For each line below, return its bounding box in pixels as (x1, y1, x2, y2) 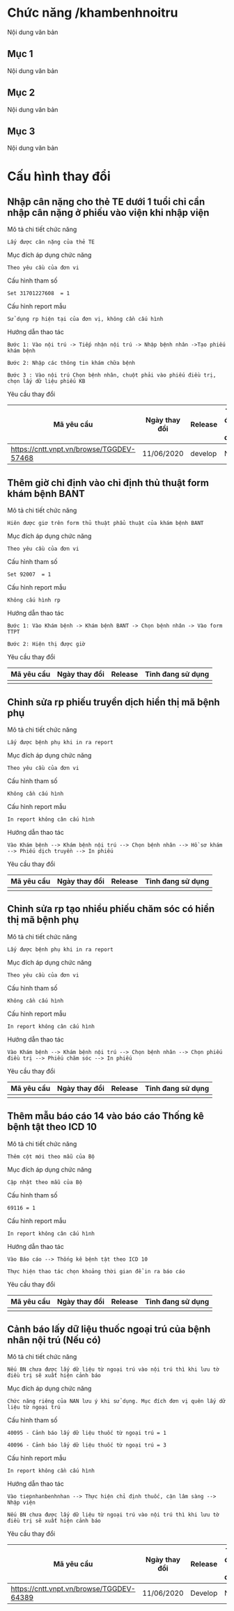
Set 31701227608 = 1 (7, 290, 70, 297)
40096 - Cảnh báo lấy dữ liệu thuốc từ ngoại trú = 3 (7, 1442, 167, 1449)
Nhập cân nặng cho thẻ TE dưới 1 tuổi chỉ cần (7, 196, 205, 207)
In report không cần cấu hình (7, 1468, 95, 1475)
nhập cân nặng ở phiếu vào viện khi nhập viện (7, 207, 210, 219)
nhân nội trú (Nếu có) (7, 1335, 101, 1346)
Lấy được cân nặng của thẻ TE (7, 239, 95, 246)
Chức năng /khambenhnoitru (7, 5, 178, 21)
